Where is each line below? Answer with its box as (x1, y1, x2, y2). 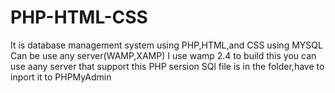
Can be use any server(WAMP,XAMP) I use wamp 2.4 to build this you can (10, 49, 317, 61)
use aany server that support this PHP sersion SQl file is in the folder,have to (10, 60, 325, 72)
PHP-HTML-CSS (10, 6, 148, 29)
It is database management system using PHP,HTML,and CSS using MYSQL (10, 39, 323, 51)
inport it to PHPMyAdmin (10, 71, 112, 83)
